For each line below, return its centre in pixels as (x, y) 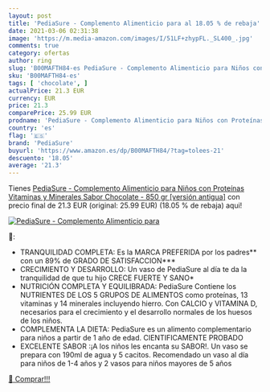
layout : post (30, 16)
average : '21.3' (35, 166)
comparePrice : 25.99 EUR (50, 113)
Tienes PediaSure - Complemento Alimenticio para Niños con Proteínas (127, 188)
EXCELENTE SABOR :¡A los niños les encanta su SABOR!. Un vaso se (134, 346)
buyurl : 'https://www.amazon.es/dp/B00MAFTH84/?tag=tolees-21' (117, 151)
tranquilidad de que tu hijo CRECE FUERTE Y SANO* (107, 278)
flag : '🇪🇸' (28, 135)
